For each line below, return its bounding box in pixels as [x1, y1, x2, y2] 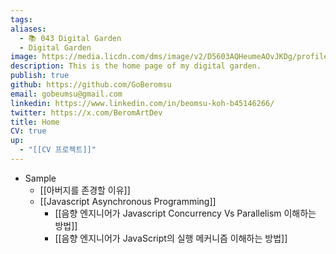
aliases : [10, 24, 47, 34]
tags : [10, 14, 33, 25]
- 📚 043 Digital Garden [19, 33, 122, 43]
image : [10, 52, 38, 62]
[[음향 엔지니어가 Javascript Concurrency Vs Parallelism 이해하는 [54, 207, 317, 219]
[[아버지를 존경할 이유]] [39, 184, 131, 196]
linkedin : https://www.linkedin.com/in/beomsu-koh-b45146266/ [10, 98, 275, 108]
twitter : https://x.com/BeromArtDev [10, 107, 163, 118]
